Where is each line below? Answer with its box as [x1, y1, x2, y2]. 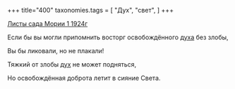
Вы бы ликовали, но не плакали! [7, 47, 104, 55]
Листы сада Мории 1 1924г [7, 20, 88, 27]
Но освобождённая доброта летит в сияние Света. [7, 74, 161, 82]
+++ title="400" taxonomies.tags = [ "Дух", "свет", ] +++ [7, 6, 174, 14]
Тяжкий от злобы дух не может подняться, [7, 60, 137, 69]
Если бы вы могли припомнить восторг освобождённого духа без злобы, [7, 33, 229, 41]
